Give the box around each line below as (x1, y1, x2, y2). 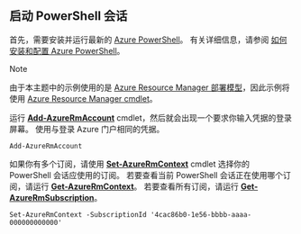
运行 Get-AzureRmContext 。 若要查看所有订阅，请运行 (32, 181, 239, 192)
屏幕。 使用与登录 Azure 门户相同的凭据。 (9, 123, 165, 134)
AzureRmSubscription (9, 192, 95, 202)
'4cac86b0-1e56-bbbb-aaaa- (150, 210, 252, 219)
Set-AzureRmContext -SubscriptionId (9, 210, 147, 219)
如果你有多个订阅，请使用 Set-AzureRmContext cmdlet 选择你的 (9, 158, 251, 169)
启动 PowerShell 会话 (9, 8, 128, 24)
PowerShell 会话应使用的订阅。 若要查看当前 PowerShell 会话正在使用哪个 (9, 169, 284, 180)
